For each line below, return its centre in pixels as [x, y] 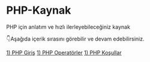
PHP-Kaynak [39, 10]
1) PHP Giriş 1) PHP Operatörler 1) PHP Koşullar [64, 52]
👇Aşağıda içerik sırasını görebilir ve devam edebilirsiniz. [75, 39]
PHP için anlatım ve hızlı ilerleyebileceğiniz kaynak [68, 27]
